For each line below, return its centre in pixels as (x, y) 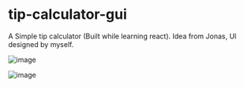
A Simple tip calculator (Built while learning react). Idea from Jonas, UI (122, 36)
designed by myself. (41, 44)
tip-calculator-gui (68, 14)
